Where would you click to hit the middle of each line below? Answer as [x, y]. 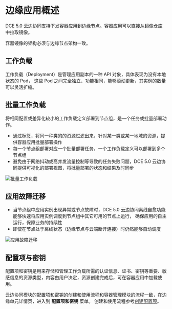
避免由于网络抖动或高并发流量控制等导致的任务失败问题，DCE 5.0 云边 [87, 161]
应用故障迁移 [26, 196]
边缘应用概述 [33, 11]
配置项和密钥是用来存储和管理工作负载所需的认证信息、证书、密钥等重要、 [84, 271]
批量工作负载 [26, 105]
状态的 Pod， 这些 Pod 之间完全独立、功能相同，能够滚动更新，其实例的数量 [86, 81]
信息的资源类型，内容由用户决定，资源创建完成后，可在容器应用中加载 [83, 278]
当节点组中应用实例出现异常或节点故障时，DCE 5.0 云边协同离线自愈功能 [89, 210]
